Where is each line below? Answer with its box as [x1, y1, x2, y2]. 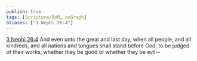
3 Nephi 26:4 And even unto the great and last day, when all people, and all [6, 36, 192, 43]
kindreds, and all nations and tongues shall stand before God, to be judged [6, 42, 190, 49]
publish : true [6, 8, 42, 15]
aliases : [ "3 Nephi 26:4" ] [6, 20, 73, 25]
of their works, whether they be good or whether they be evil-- [6, 49, 161, 56]
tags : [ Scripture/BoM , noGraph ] [6, 14, 87, 20]
